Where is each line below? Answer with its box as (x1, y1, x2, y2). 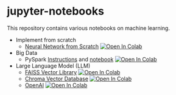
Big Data (15, 49, 38, 56)
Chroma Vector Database (24, 75, 89, 82)
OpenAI (24, 81, 44, 89)
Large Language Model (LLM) (15, 62, 91, 69)
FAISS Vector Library (24, 68, 77, 76)
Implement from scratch (15, 36, 77, 43)
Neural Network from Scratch (24, 43, 99, 50)
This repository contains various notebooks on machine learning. (7, 24, 170, 32)
